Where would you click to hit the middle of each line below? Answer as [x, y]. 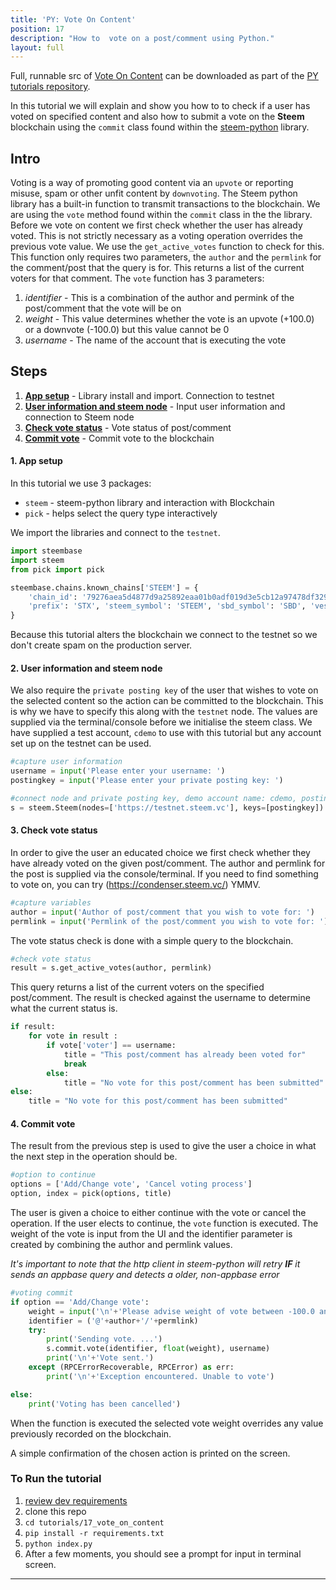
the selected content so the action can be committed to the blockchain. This [167, 701]
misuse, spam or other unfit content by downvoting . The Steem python [154, 193]
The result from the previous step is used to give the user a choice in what [163, 1146]
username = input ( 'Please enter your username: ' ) [118, 771]
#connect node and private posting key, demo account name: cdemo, [154, 799]
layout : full [37, 47]
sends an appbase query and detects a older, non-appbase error [145, 1275]
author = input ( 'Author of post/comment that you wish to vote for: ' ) [162, 912]
